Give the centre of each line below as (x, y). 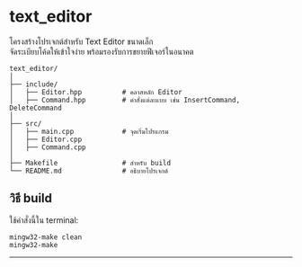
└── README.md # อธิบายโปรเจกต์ (89, 171)
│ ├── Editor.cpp (46, 139)
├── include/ (34, 84)
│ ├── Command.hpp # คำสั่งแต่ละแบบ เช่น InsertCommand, (125, 100)
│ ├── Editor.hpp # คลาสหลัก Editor (96, 92)
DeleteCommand (36, 108)
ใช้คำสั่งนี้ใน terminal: (44, 220)
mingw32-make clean (46, 237)
